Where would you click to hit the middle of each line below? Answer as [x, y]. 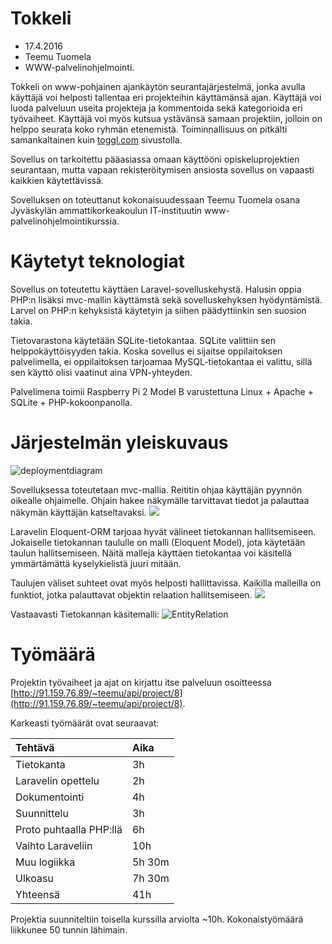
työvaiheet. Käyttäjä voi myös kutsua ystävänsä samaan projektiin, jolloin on [166, 118]
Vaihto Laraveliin [54, 845]
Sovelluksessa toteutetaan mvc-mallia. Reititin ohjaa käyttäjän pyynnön [156, 489]
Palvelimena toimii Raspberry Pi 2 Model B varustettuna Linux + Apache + [162, 391]
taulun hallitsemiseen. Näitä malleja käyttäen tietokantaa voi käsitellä [151, 553]
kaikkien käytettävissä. [57, 180]
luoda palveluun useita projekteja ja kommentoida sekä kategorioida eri [156, 108]
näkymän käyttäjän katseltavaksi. [78, 512]
